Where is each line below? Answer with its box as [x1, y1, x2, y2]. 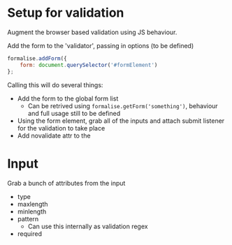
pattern [17, 214, 39, 223]
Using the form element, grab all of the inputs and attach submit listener [17, 117, 225, 125]
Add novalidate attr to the [17, 131, 91, 140]
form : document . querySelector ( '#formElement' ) [20, 61, 158, 68]
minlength [17, 207, 47, 216]
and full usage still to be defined [27, 109, 121, 117]
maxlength [17, 200, 48, 208]
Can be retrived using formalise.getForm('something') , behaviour [27, 101, 218, 110]
